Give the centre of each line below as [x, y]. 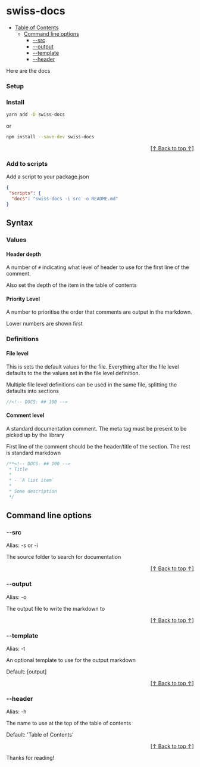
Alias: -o [16, 597]
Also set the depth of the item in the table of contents [71, 285]
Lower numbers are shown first [45, 324]
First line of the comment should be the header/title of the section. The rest [98, 446]
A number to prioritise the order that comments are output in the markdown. [99, 312]
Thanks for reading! [30, 758]
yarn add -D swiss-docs [36, 115]
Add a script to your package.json [48, 177]
